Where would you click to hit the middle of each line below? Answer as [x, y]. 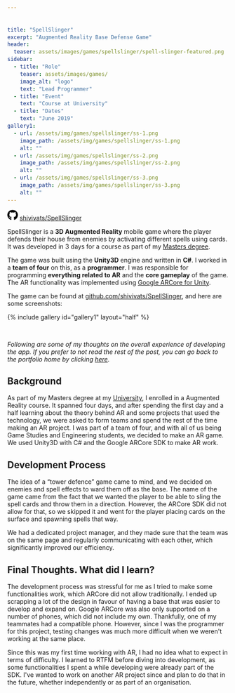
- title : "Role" [37, 67]
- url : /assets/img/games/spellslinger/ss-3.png [86, 178]
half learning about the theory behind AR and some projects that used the [113, 413]
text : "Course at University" [64, 104]
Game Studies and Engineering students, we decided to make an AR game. [116, 435]
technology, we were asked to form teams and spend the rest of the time [112, 421]
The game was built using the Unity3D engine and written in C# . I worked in [117, 260]
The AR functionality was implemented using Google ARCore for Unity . [109, 282]
